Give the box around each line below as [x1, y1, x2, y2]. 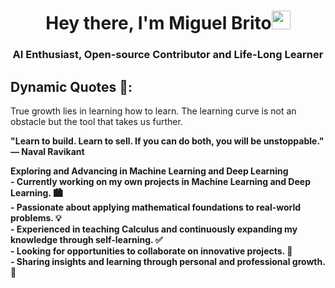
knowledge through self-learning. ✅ [10, 233, 163, 245]
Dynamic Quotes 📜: [10, 78, 133, 95]
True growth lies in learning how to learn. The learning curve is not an [10, 105, 297, 117]
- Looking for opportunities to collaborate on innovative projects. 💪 [10, 245, 293, 257]
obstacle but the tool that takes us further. [10, 115, 183, 127]
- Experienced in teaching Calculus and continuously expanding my [10, 223, 298, 235]
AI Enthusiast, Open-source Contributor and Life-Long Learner [12, 48, 324, 62]
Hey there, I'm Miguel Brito [45, 12, 272, 35]
